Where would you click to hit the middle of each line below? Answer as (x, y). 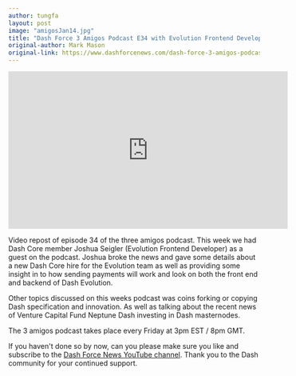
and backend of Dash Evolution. (61, 282)
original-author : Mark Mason (57, 46)
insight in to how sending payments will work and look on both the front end (133, 274)
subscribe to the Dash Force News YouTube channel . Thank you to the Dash (134, 354)
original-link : (34, 53)
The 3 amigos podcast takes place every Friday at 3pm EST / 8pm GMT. (127, 330)
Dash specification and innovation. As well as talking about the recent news (132, 306)
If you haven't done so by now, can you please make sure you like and (124, 346)
